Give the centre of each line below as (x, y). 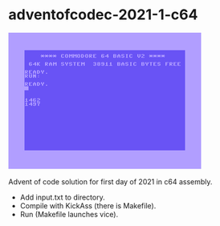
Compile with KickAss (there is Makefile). (88, 205)
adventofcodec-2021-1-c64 (103, 15)
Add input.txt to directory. (63, 197)
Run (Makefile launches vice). (69, 214)
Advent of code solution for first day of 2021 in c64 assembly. (110, 181)
